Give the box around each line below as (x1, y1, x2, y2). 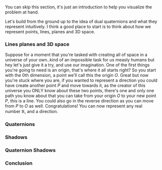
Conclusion (5, 159, 33, 166)
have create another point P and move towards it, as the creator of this (5, 83, 146, 88)
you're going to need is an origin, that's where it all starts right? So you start (5, 67, 156, 73)
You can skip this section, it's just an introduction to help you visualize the (5, 4, 152, 10)
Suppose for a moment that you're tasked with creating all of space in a (5, 52, 147, 57)
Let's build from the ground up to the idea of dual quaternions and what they (5, 19, 158, 24)
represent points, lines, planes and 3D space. (5, 29, 95, 34)
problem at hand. (5, 9, 39, 15)
